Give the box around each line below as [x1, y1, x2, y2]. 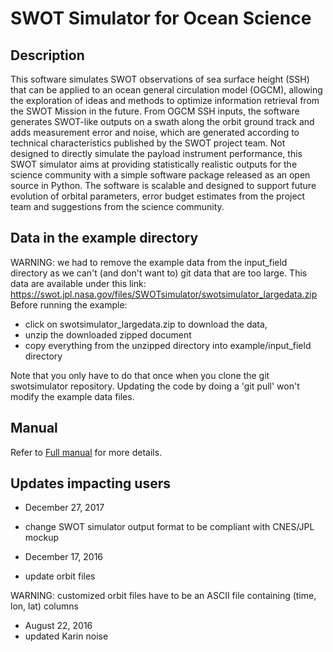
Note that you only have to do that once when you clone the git [10, 369, 270, 381]
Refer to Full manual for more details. [10, 446, 163, 458]
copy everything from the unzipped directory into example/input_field [24, 339, 312, 351]
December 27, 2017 [24, 502, 105, 514]
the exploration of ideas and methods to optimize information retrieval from [10, 95, 320, 106]
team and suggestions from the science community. [10, 201, 225, 212]
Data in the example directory [10, 230, 199, 247]
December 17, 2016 [24, 551, 104, 563]
